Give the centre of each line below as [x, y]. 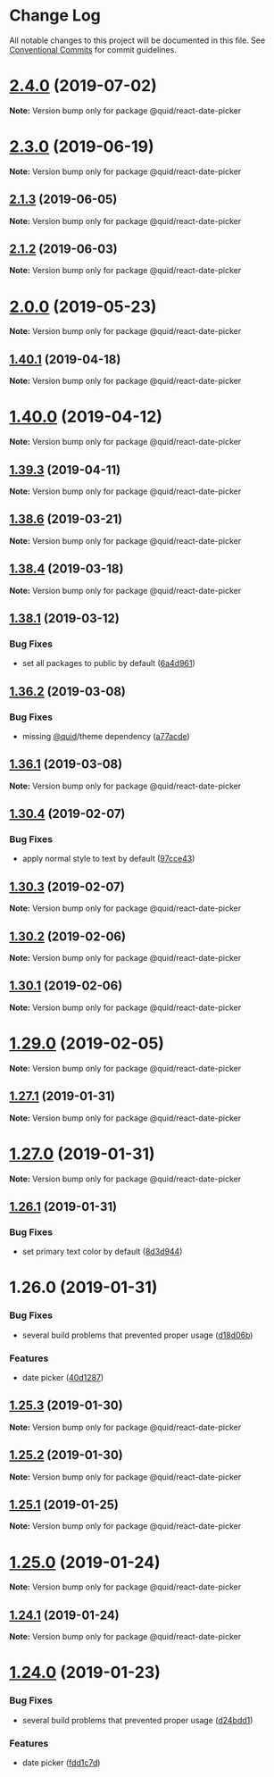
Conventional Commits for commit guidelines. [93, 49]
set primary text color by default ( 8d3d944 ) [102, 1252]
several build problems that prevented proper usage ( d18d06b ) [137, 1335]
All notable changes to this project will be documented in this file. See [137, 40]
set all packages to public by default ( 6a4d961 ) [109, 663]
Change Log [55, 16]
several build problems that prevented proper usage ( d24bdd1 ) [137, 1720]
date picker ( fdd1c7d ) [61, 1763]
